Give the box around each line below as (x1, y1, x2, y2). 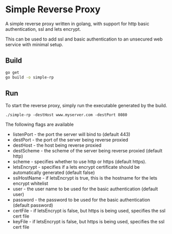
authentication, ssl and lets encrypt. (5, 26, 81, 32)
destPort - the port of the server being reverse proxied (12, 137, 128, 143)
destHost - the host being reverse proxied (12, 142, 102, 148)
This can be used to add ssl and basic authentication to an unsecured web (5, 36, 163, 42)
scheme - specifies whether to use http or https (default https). (12, 159, 146, 165)
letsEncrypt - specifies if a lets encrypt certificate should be (12, 164, 140, 170)
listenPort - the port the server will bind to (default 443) (12, 131, 131, 138)
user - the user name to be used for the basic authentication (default (12, 186, 158, 192)
